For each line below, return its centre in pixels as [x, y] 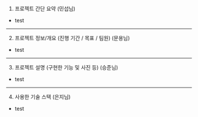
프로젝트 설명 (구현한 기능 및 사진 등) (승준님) [66, 67]
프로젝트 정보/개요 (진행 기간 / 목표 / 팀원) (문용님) [72, 38]
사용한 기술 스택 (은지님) [42, 97]
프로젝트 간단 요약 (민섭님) [45, 9]
